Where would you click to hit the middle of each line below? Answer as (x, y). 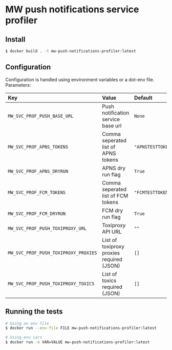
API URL (112, 231)
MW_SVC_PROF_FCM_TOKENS (37, 192)
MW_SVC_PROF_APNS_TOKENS (38, 147)
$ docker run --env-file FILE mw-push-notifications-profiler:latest (81, 328)
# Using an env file (27, 323)
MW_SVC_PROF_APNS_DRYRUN (38, 171)
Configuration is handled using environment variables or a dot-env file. (80, 79)
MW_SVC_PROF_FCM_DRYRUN (37, 214)
